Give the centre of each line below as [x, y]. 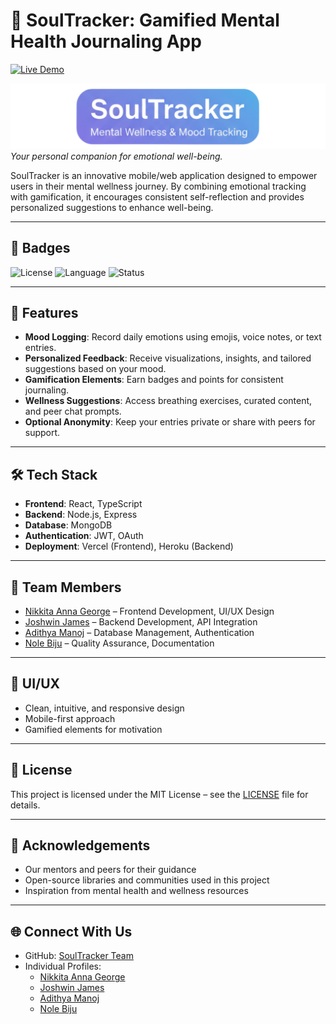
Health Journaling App [106, 41]
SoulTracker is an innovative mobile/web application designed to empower [164, 175]
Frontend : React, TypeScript [83, 504]
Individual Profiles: [63, 966]
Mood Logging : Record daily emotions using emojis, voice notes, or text [173, 337]
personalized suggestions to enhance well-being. [112, 207]
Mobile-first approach [70, 718]
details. [25, 805]
